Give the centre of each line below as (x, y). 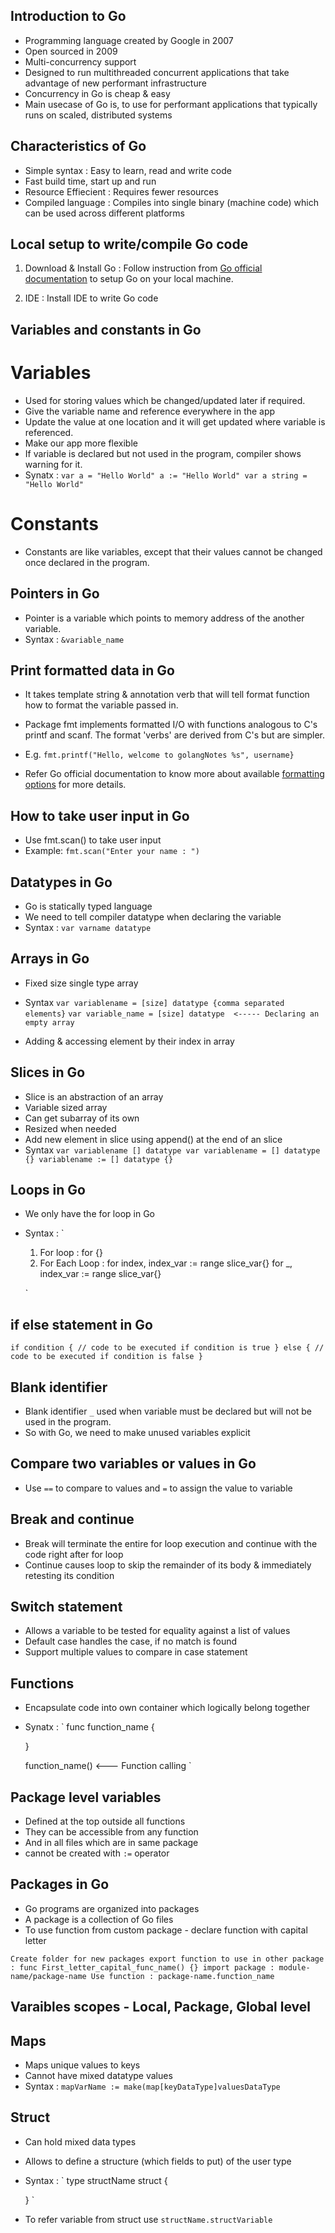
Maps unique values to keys (82, 2065)
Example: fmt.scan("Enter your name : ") (112, 851)
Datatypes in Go (61, 882)
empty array (49, 1022)
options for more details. (75, 785)
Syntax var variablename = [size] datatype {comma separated (154, 1002)
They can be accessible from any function (111, 1832)
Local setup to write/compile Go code (129, 244)
